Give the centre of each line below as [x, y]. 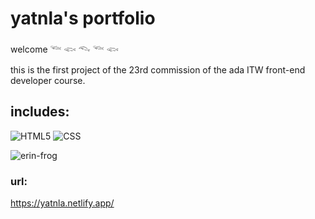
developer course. [48, 80]
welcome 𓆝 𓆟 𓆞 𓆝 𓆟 [65, 49]
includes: [40, 112]
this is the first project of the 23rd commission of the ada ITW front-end [158, 69]
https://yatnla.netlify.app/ [62, 203]
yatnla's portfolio [83, 18]
